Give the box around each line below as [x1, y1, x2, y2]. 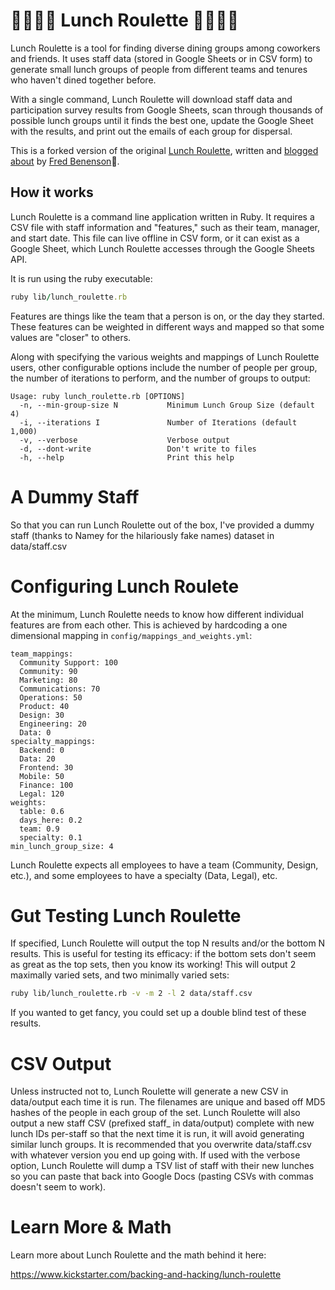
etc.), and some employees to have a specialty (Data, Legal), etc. [10, 869, 278, 881]
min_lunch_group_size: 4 [10, 841, 114, 851]
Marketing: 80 [19, 675, 78, 685]
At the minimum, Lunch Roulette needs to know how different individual [10, 608, 304, 620]
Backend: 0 [19, 745, 65, 755]
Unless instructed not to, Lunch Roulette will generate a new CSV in [10, 1085, 289, 1098]
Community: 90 [19, 666, 78, 676]
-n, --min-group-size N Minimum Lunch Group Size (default [19, 400, 315, 410]
